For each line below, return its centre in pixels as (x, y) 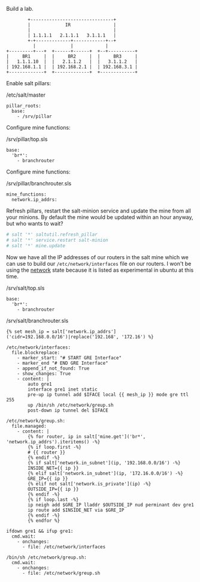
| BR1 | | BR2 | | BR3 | (72, 56)
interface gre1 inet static (63, 389)
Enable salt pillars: (29, 83)
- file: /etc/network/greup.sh (61, 573)
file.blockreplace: (36, 352)
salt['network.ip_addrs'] (84, 331)
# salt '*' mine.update (36, 245)
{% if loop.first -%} (55, 447)
